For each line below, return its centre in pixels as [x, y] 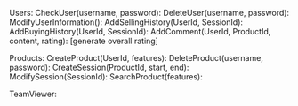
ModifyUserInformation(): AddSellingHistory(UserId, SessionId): [126, 22]
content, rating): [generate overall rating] [84, 41]
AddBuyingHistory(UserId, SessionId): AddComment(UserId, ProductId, [140, 31]
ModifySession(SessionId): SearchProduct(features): [106, 77]
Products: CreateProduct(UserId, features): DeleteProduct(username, [137, 58]
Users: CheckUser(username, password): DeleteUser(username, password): [149, 13]
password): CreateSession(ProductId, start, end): [99, 67]
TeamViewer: [33, 94]
